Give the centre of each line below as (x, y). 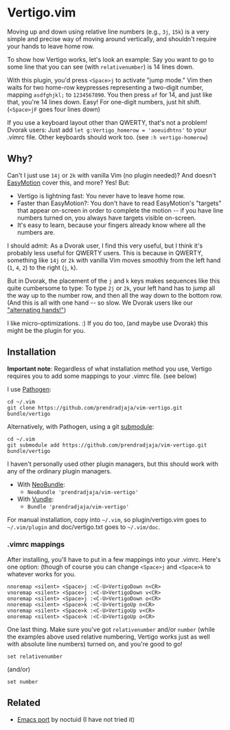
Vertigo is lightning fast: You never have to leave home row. (101, 196)
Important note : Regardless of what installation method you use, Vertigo (110, 368)
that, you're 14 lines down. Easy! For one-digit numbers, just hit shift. (104, 102)
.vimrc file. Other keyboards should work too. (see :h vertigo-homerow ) (107, 137)
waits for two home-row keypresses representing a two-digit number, (105, 87)
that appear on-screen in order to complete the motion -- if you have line (120, 210)
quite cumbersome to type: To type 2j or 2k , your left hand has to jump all (111, 288)
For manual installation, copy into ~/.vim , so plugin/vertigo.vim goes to (107, 519)
